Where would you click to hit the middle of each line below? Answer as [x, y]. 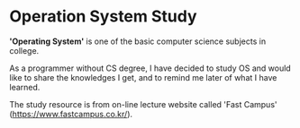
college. [24, 50]
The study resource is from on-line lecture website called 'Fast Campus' [143, 104]
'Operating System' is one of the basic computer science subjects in [138, 41]
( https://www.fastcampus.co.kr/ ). [71, 114]
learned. [25, 87]
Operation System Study [103, 17]
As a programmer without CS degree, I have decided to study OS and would [150, 68]
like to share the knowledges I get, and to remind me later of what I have [143, 77]
